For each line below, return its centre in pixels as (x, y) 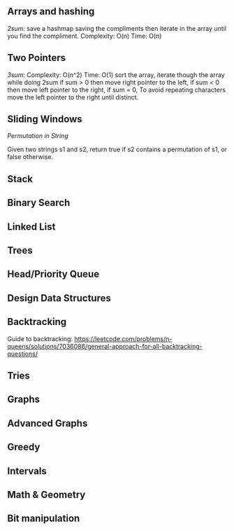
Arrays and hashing (51, 12)
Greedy (24, 447)
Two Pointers (37, 58)
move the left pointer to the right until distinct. (73, 97)
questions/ (23, 354)
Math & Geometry (46, 494)
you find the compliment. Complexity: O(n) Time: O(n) (85, 36)
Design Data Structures (59, 298)
